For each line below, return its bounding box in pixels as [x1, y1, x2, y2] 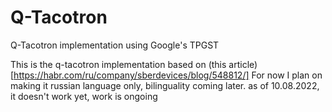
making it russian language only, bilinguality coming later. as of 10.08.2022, [10, 79, 320, 91]
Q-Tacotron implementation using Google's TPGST [10, 39, 220, 51]
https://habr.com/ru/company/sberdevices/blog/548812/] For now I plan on [13, 69, 323, 81]
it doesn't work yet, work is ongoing [10, 90, 158, 102]
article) [228, 58, 258, 70]
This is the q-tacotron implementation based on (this [10, 58, 227, 70]
